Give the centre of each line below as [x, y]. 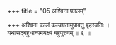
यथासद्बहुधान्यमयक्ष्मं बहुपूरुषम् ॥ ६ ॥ [49, 33]
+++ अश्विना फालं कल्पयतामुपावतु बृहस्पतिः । [58, 25]
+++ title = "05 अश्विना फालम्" [47, 11]
